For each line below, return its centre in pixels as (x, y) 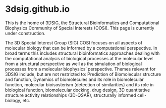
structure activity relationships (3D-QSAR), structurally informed (71, 95)
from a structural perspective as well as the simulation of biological (74, 64)
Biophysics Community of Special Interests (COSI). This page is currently (80, 28)
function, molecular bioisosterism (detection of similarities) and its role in (80, 84)
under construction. (25, 33)
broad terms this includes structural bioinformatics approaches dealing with (83, 53)
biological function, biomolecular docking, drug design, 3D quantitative (78, 90)
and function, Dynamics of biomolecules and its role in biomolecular (74, 79)
